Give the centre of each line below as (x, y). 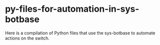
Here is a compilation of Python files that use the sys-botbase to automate (80, 33)
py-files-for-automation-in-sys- (72, 9)
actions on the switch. (27, 38)
